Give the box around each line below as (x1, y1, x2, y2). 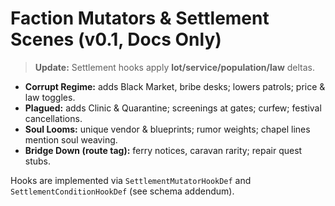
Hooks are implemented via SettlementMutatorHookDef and (10, 174, 252, 186)
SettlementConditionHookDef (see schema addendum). (10, 185, 235, 197)
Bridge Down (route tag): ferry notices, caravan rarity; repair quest (24, 144, 303, 156)
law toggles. (24, 91, 76, 103)
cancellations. (24, 112, 83, 124)
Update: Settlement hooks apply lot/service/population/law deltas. (34, 61, 315, 73)
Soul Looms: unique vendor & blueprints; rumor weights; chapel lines (24, 123, 311, 135)
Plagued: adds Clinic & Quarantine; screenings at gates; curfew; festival (24, 102, 322, 114)
